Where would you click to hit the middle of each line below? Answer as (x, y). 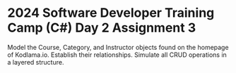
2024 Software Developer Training (111, 13)
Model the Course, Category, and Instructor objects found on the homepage (118, 47)
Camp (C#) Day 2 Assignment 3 (102, 28)
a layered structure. (36, 62)
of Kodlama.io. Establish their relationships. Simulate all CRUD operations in (117, 55)
